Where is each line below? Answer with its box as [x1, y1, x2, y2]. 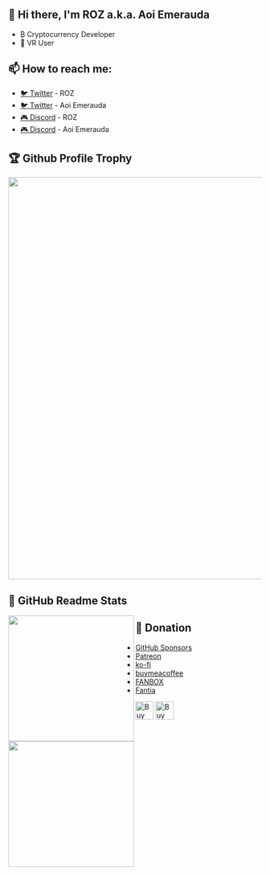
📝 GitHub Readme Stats [8, 594, 128, 607]
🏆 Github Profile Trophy [8, 152, 133, 166]
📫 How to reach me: [8, 62, 112, 76]
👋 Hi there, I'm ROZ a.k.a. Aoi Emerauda [8, 8, 211, 22]
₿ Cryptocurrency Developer [19, 29, 116, 39]
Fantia [135, 685, 156, 695]
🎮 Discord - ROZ [19, 112, 78, 121]
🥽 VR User [19, 38, 55, 47]
